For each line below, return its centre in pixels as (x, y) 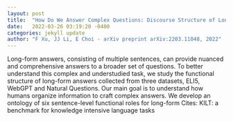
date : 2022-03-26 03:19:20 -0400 (59, 26)
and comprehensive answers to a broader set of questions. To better (105, 66)
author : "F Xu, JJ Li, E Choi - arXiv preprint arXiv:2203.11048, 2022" (114, 39)
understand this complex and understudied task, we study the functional (111, 74)
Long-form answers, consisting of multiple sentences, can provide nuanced (115, 59)
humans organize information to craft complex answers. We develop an (109, 96)
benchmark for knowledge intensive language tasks (81, 111)
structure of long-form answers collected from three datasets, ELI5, (104, 81)
